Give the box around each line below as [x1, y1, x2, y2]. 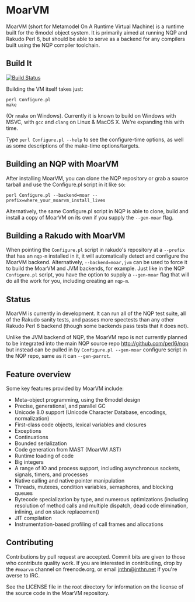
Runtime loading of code [14, 452, 74, 459]
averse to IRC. [6, 572, 40, 579]
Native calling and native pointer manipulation [14, 477, 125, 484]
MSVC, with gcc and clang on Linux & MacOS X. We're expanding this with [6, 118, 184, 125]
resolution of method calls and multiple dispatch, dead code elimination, [14, 502, 188, 509]
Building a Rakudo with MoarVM [6, 231, 126, 241]
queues [14, 490, 33, 497]
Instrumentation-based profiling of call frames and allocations [14, 521, 163, 528]
